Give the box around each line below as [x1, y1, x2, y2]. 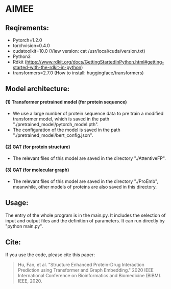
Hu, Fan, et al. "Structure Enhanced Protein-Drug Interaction [17, 261, 144, 267]
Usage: [5, 198, 29, 208]
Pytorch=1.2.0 [12, 37, 42, 43]
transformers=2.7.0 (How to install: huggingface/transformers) [12, 70, 144, 76]
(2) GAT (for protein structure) [5, 144, 70, 150]
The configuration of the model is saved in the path [12, 127, 121, 133]
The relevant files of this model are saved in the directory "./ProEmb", [12, 178, 158, 184]
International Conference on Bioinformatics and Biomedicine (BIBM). [17, 272, 162, 278]
